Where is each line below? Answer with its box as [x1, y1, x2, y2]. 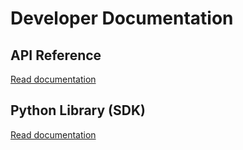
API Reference [10, 47, 102, 64]
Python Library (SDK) [10, 102, 146, 119]
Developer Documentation [10, 7, 234, 30]
